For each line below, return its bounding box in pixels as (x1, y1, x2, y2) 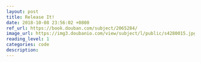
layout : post (6, 8, 39, 15)
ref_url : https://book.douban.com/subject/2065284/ (6, 25, 138, 31)
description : (6, 47, 39, 53)
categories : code (6, 42, 50, 48)
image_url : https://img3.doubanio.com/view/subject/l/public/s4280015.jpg (6, 31, 197, 37)
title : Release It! (6, 14, 55, 20)
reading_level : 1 (6, 36, 50, 42)
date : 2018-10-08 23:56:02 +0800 (6, 19, 90, 25)
